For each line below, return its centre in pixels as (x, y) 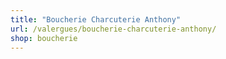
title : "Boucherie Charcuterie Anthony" (96, 19)
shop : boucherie (44, 38)
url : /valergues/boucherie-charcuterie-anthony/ (113, 29)
